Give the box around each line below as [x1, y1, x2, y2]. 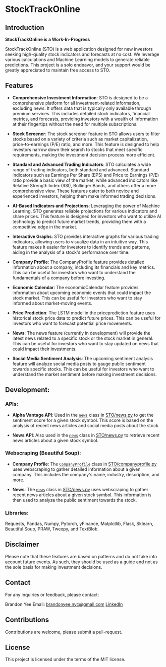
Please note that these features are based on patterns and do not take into [5, 553, 157, 559]
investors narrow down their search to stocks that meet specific [12, 147, 143, 152]
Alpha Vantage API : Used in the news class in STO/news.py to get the [12, 412, 154, 418]
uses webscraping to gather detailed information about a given [12, 466, 141, 472]
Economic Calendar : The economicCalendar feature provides [12, 284, 139, 290]
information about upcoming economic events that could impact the [12, 290, 151, 296]
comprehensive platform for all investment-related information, [12, 100, 141, 106]
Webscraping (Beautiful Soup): [5, 449, 81, 456]
